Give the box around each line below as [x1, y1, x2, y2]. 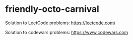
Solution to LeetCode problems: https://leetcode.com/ [5, 20, 116, 26]
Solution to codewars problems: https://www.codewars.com [5, 29, 128, 35]
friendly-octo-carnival [5, 3, 99, 15]
